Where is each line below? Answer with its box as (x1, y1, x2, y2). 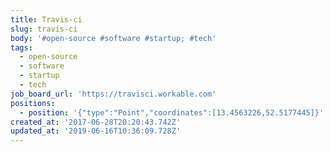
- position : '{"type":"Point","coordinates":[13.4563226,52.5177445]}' (19, 107, 325, 118)
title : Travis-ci (10, 14, 83, 25)
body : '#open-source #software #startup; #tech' (10, 33, 217, 43)
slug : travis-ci (10, 24, 78, 34)
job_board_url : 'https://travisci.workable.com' (10, 89, 217, 99)
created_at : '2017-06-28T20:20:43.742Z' (10, 117, 182, 127)
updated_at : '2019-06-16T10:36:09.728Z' (10, 126, 182, 136)
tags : (10, 42, 33, 53)
